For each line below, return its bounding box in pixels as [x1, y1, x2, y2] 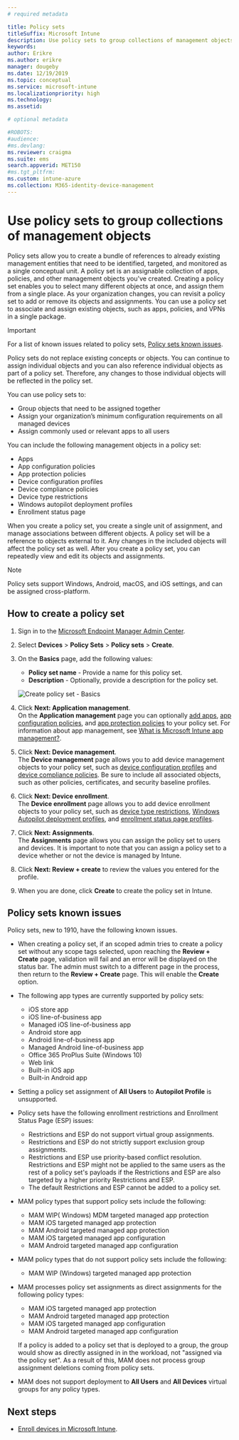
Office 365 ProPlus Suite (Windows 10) [28, 1051, 142, 1059]
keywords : [7, 44, 37, 51]
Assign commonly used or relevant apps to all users [17, 426, 170, 435]
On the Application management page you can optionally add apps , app [17, 711, 232, 720]
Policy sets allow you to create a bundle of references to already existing [7, 251, 221, 260]
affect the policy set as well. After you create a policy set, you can [7, 544, 201, 553]
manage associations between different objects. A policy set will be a [7, 529, 211, 538]
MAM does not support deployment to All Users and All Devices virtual [17, 1377, 228, 1386]
